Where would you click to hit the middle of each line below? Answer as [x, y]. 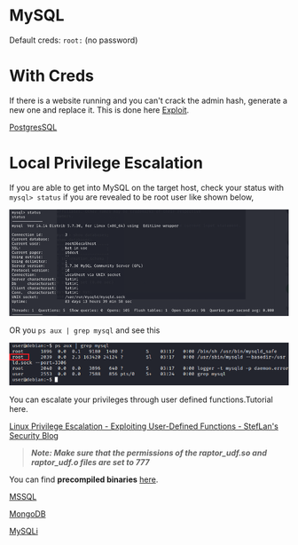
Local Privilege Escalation [106, 163]
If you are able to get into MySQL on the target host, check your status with [146, 187]
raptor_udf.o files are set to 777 [90, 462]
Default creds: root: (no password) [74, 40]
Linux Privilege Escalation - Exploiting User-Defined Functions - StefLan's [144, 426]
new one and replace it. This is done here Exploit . [99, 110]
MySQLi [24, 531]
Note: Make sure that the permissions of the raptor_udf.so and [149, 453]
